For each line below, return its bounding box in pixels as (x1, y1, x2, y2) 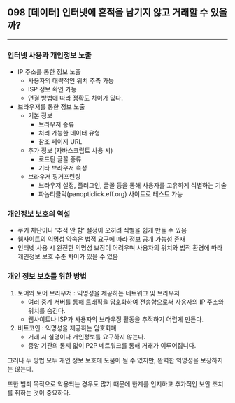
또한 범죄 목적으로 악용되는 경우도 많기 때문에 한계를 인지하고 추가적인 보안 (7, 379, 211, 388)
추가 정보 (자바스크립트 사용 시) (27, 146, 113, 155)
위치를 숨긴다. (27, 306, 66, 314)
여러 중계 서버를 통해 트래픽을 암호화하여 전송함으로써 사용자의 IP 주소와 (27, 298, 225, 306)
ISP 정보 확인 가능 (27, 85, 77, 94)
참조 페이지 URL (38, 138, 83, 146)
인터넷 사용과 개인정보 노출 (7, 50, 92, 60)
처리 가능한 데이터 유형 (38, 129, 101, 138)
